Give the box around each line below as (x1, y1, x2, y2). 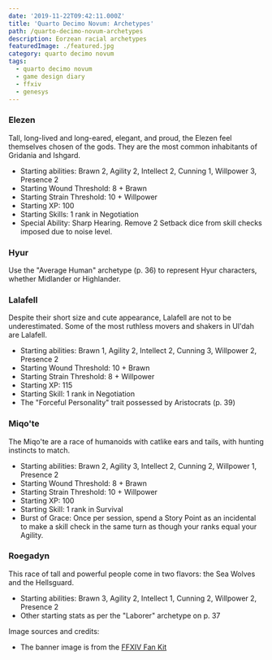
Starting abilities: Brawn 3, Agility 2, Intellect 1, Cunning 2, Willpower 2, (19, 593, 257, 603)
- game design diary (15, 72, 85, 81)
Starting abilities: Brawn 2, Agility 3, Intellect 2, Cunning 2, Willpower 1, (19, 461, 257, 470)
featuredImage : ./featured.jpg (8, 42, 114, 50)
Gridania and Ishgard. (8, 150, 81, 160)
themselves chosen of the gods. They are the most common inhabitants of (8, 142, 258, 151)
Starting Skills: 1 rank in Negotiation (19, 209, 140, 219)
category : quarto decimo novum (8, 50, 114, 58)
